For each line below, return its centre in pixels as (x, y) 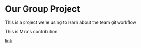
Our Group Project (43, 9)
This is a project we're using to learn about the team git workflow (70, 22)
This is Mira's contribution (31, 31)
